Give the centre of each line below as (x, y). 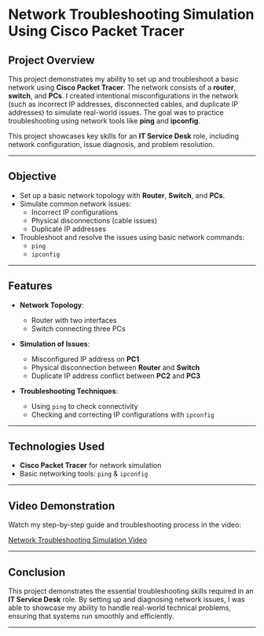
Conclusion (37, 572)
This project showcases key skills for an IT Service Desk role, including (124, 136)
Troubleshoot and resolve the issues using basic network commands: (132, 237)
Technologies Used (56, 447)
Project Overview (51, 60)
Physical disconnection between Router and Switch (115, 367)
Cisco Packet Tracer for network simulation (90, 465)
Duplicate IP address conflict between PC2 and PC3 (116, 376)
